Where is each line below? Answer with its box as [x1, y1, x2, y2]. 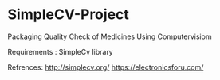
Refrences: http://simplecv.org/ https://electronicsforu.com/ [7, 62, 204, 72]
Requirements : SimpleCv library [7, 47, 113, 56]
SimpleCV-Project [7, 6, 129, 24]
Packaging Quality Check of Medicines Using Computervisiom [7, 32, 212, 41]
